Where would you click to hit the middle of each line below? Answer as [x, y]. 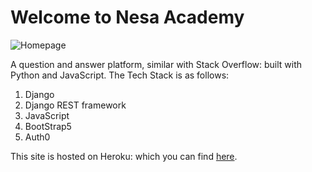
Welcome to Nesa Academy [127, 17]
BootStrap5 [48, 126]
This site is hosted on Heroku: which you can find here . [124, 156]
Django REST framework [75, 105]
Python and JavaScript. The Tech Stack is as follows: [120, 75]
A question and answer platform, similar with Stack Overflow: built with [156, 64]
